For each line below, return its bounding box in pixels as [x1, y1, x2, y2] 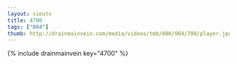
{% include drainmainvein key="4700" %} [7, 49, 129, 58]
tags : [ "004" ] [7, 23, 49, 30]
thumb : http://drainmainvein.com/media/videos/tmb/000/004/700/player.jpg [7, 30, 232, 37]
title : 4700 [7, 17, 42, 24]
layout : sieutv [7, 10, 52, 18]
